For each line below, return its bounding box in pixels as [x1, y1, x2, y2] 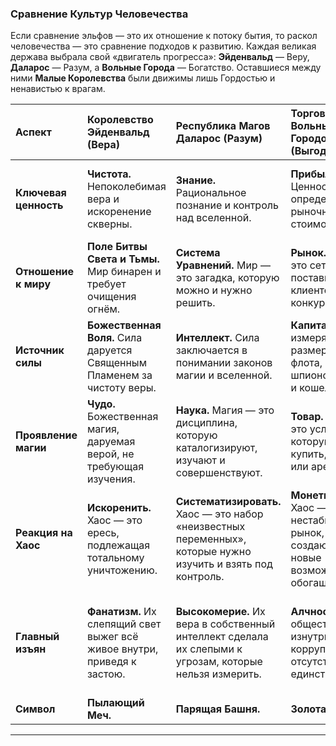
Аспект [15, 125, 52, 139]
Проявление [15, 428, 78, 442]
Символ [15, 702, 56, 716]
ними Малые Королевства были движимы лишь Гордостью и [10, 72, 276, 84]
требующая [86, 460, 144, 474]
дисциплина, [175, 416, 238, 430]
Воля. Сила [86, 331, 143, 345]
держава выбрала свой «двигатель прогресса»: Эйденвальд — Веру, [10, 51, 310, 63]
